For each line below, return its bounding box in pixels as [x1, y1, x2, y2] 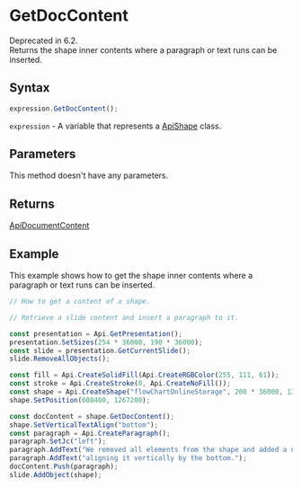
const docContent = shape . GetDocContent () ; [9, 412, 175, 421]
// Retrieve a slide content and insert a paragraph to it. [9, 313, 240, 322]
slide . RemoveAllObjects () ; [9, 354, 111, 364]
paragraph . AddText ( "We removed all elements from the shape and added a [9, 446, 288, 455]
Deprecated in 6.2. [9, 35, 78, 46]
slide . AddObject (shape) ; [9, 470, 102, 479]
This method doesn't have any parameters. [9, 170, 169, 181]
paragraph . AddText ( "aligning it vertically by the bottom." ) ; [9, 454, 247, 463]
